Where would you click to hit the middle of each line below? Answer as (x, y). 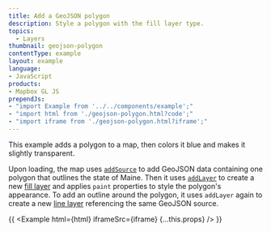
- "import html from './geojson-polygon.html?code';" (101, 114)
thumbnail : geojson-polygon (56, 46)
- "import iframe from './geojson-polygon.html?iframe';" (108, 122)
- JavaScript (30, 76)
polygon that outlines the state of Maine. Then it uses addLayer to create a (131, 177)
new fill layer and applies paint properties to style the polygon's (115, 186)
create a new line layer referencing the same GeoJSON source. (114, 203)
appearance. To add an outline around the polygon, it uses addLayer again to (135, 195)
